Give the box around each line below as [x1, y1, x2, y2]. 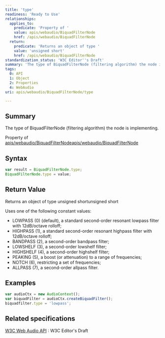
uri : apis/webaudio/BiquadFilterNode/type [5, 90, 93, 94]
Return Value [5, 185, 46, 194]
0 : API [9, 71, 23, 76]
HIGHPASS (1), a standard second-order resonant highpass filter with [12, 228, 152, 234]
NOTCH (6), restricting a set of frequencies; [12, 259, 101, 265]
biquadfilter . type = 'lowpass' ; [5, 301, 71, 306]
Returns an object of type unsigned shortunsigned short [5, 198, 119, 204]
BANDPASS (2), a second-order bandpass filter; [12, 238, 110, 244]
